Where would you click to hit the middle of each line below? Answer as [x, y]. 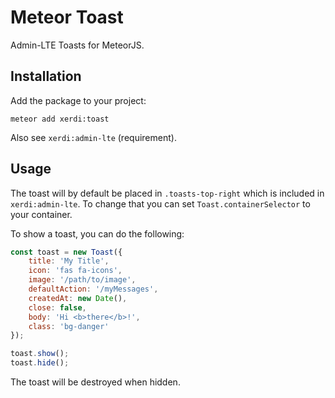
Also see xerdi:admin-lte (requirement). [93, 137]
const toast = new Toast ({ [66, 252]
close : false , [57, 307]
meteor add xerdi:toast [60, 119]
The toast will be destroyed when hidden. [95, 382]
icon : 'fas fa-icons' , [75, 271]
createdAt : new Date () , [78, 298]
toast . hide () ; [40, 363]
